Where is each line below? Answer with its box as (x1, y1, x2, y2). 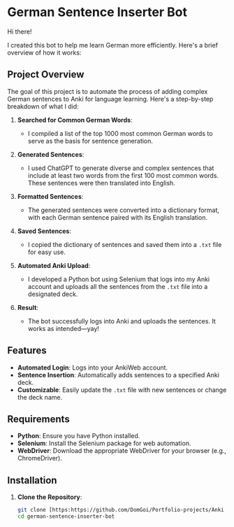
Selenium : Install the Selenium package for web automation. (17, 439, 191, 448)
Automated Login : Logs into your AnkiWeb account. (17, 363, 168, 372)
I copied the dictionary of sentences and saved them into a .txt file (27, 240, 222, 248)
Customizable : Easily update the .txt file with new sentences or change (17, 386, 227, 394)
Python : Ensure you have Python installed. (17, 432, 140, 440)
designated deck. (27, 290, 78, 298)
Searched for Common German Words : (17, 115, 133, 124)
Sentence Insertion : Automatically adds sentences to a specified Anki (17, 370, 220, 379)
